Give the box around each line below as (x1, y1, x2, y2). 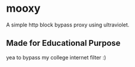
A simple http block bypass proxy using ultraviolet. (6, 21, 130, 28)
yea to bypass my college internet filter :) (6, 53, 107, 61)
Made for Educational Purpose (6, 38, 121, 48)
